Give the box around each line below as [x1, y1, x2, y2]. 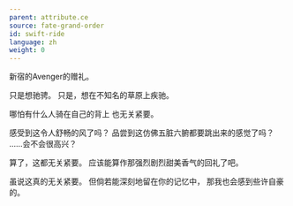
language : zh [9, 37, 57, 47]
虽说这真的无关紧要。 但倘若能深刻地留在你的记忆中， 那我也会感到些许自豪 [9, 176, 284, 187]
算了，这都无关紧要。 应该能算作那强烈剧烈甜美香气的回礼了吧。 [9, 157, 244, 168]
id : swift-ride [9, 29, 65, 38]
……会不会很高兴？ [9, 139, 78, 149]
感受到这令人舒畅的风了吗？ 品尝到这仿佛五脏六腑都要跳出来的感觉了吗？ [9, 127, 274, 138]
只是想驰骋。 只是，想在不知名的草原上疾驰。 [9, 90, 174, 101]
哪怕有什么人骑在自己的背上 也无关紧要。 [9, 109, 159, 119]
